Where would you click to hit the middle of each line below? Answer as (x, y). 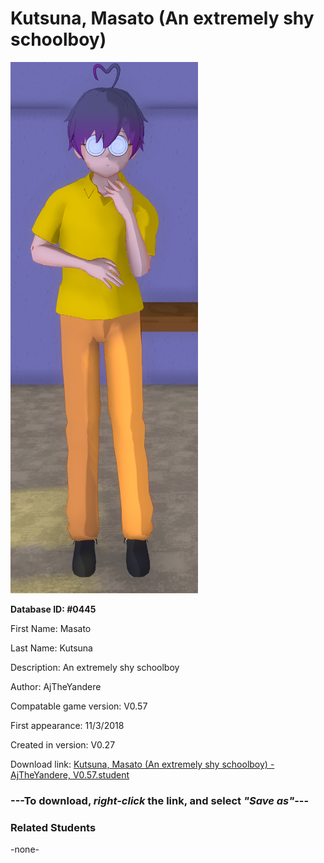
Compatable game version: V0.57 (79, 706)
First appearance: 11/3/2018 (67, 725)
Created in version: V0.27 (63, 744)
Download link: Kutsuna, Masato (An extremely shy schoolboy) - (142, 764)
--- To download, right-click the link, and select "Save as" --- (160, 800)
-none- (25, 849)
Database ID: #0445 (53, 609)
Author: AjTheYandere (56, 686)
